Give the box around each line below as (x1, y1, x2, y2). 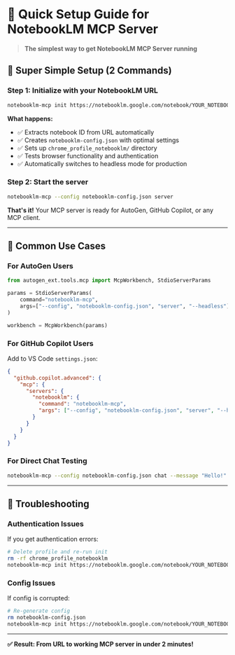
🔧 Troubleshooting (7, 497, 90, 510)
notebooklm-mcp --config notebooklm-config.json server (7, 193, 173, 200)
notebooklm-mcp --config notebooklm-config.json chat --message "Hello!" (7, 472, 227, 479)
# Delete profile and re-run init (7, 549, 108, 556)
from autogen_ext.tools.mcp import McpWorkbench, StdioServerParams (7, 277, 211, 284)
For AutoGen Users (7, 261, 73, 270)
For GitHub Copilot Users (7, 338, 94, 348)
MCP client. (7, 213, 41, 221)
